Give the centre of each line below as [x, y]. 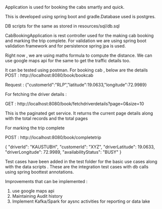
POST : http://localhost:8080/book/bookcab [49, 75]
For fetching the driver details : [36, 94]
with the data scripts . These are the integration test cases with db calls [77, 167]
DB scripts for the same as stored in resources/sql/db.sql [62, 26]
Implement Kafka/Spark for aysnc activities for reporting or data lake [81, 201]
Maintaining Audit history [37, 196]
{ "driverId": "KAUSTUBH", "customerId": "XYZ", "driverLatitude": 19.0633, [80, 147]
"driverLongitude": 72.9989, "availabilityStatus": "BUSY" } [63, 152]
